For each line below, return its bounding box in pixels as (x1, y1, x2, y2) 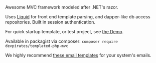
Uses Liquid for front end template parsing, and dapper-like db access (5, 14, 150, 19)
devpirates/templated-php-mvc (5, 44, 69, 49)
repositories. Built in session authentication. (5, 19, 96, 25)
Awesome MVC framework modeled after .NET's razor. (5, 4, 119, 10)
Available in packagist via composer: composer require (5, 38, 118, 44)
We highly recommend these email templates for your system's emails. (5, 52, 151, 58)
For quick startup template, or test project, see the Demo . (5, 29, 124, 34)
